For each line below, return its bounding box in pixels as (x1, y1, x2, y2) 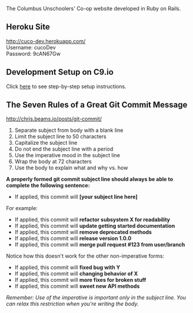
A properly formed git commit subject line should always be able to (6, 176, 174, 183)
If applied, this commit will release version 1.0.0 (14, 235, 132, 242)
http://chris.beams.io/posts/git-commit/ (6, 115, 102, 122)
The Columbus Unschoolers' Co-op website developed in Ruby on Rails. (6, 5, 181, 12)
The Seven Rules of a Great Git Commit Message (6, 100, 188, 110)
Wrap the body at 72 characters (14, 158, 92, 165)
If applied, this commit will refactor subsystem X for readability (14, 216, 171, 223)
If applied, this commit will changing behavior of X (14, 270, 138, 277)
